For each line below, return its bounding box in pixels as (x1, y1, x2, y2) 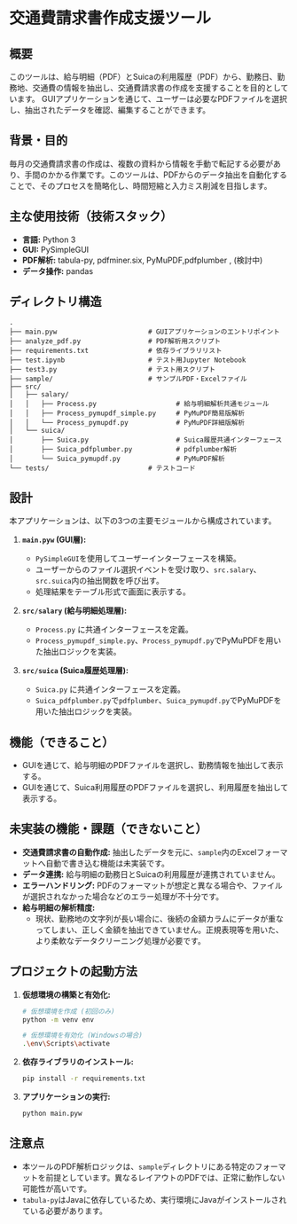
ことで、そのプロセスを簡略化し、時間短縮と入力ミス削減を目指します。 (9, 180, 272, 191)
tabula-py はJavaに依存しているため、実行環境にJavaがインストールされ (21, 1194, 287, 1204)
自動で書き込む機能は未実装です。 (45, 858, 170, 868)
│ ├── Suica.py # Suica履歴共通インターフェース (9, 435, 283, 444)
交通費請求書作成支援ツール (9, 8, 212, 28)
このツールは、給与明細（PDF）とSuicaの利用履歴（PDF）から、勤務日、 (9, 72, 277, 82)
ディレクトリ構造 (9, 294, 102, 310)
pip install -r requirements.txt (21, 1074, 146, 1083)
